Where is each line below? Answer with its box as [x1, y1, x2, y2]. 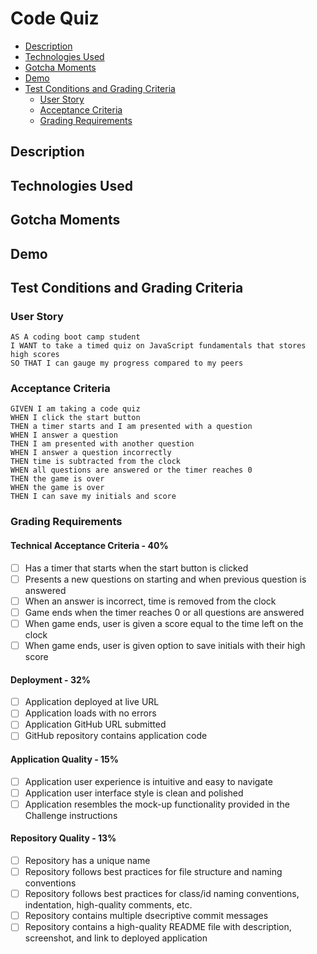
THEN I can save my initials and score [10, 492, 177, 502]
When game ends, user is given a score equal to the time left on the [24, 617, 304, 629]
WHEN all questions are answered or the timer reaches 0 [10, 465, 253, 476]
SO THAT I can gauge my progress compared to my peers [10, 358, 244, 369]
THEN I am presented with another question [10, 439, 195, 449]
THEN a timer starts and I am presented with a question [10, 422, 253, 432]
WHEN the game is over [10, 483, 105, 493]
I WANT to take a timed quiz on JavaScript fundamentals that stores [10, 341, 307, 351]
